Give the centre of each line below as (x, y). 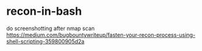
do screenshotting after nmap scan (50, 28)
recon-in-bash (44, 11)
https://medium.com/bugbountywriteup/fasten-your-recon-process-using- (101, 34)
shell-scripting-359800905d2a (45, 41)
